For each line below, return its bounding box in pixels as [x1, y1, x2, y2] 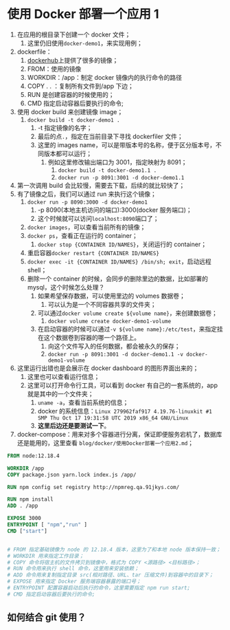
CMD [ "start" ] [7, 528, 48, 534]
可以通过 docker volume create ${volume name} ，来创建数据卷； [37, 309, 218, 317]
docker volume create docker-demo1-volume [47, 318, 172, 325]
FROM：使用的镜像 [27, 65, 82, 73]
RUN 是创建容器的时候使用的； [27, 90, 115, 98]
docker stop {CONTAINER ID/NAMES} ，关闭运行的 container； [37, 240, 207, 248]
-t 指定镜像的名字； [37, 123, 93, 131]
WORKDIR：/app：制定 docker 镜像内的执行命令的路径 [27, 73, 183, 81]
